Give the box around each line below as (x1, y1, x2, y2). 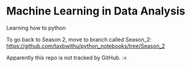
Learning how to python (6, 24, 66, 31)
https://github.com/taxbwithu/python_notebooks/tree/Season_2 (6, 42, 166, 49)
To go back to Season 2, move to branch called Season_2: (6, 36, 152, 43)
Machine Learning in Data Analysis (6, 4, 186, 18)
